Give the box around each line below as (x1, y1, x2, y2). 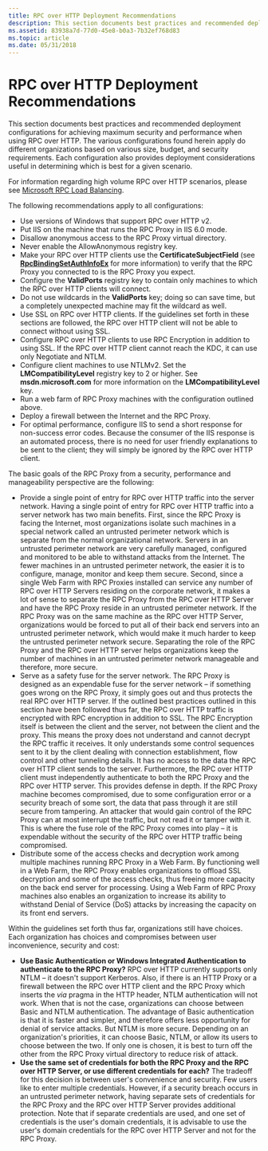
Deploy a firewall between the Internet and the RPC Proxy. (19, 412, 211, 421)
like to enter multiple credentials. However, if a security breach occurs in (19, 1083, 258, 1093)
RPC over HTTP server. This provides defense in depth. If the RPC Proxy (19, 781, 258, 790)
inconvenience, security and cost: (8, 940, 120, 950)
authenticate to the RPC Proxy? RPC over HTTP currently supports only (19, 964, 258, 974)
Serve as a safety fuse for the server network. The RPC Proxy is (19, 671, 231, 680)
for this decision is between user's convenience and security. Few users (19, 1074, 258, 1085)
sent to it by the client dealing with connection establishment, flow (19, 747, 238, 757)
